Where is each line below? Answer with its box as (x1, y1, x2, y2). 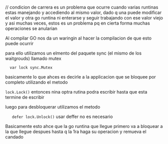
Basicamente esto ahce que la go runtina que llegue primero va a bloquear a (5, 123, 163, 129)
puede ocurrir (5, 40, 34, 46)
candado (5, 134, 24, 139)
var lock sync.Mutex (10, 65, 53, 70)
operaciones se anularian (5, 25, 58, 31)
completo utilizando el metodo (5, 79, 68, 85)
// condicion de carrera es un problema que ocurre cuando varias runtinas (5, 4, 158, 10)
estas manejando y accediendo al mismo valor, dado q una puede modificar (5, 9, 162, 15)
